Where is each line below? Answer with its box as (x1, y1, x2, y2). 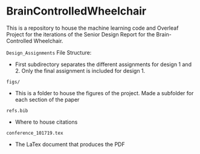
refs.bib (6, 107, 28, 113)
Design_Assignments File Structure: (6, 49, 92, 56)
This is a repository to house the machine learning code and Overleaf (6, 24, 179, 32)
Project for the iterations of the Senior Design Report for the (6, 30, 155, 38)
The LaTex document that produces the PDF (15, 141, 125, 148)
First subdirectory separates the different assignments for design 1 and (15, 61, 192, 68)
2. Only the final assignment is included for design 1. (15, 67, 146, 74)
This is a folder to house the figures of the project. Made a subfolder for (15, 89, 194, 96)
